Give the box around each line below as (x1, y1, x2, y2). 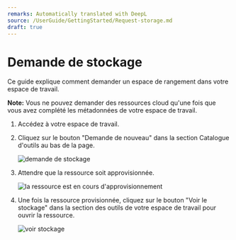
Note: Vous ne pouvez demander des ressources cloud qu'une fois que (7, 98, 216, 107)
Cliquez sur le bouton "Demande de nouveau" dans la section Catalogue (17, 134, 230, 142)
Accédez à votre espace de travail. (17, 120, 120, 128)
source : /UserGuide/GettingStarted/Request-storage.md (7, 17, 173, 24)
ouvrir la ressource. (17, 211, 75, 219)
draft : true (7, 23, 43, 30)
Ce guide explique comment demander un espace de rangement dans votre (7, 77, 229, 86)
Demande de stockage (7, 54, 143, 70)
